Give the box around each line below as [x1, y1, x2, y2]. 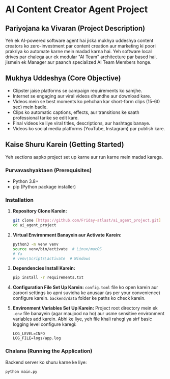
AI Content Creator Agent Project [5, 4, 148, 15]
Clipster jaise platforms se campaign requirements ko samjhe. [12, 87, 143, 93]
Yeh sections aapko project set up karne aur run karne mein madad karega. [5, 154, 163, 160]
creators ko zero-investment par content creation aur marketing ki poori [5, 43, 156, 49]
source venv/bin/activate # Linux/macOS [12, 246, 102, 251]
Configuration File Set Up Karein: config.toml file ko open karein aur [12, 285, 159, 291]
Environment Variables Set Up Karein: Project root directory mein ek [12, 305, 158, 311]
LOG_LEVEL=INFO [12, 331, 45, 337]
